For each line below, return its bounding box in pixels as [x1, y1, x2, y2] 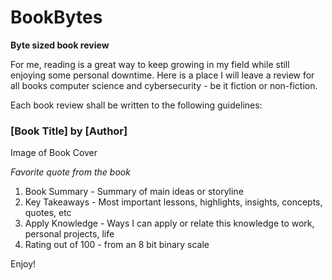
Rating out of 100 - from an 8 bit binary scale [24, 239, 210, 251]
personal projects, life [24, 228, 115, 240]
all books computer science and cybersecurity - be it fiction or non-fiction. [10, 79, 318, 91]
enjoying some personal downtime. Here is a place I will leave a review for [10, 69, 315, 81]
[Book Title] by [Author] [10, 124, 128, 138]
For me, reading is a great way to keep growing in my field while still [10, 58, 290, 70]
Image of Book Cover [10, 147, 98, 159]
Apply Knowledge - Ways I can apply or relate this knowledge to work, [24, 217, 315, 230]
